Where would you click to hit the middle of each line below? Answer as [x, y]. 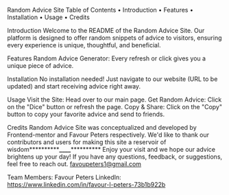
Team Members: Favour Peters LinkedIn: [64, 177]
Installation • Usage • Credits [49, 17]
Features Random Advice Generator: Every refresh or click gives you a [107, 58]
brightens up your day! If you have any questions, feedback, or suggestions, [115, 157]
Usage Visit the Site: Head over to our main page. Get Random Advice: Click [114, 100]
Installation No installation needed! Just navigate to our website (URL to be [112, 79]
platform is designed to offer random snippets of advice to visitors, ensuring [114, 38]
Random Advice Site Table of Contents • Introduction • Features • [100, 10]
